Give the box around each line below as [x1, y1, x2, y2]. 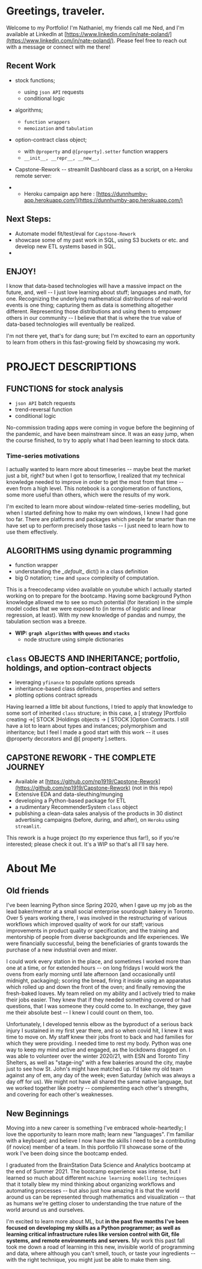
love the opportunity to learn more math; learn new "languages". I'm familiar [6, 1130, 194, 1137]
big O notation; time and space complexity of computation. [14, 574, 159, 581]
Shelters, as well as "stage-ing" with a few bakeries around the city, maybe [6, 1059, 192, 1066]
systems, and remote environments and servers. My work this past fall [6, 1237, 185, 1244]
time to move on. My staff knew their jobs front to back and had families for [6, 1033, 193, 1041]
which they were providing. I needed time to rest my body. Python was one [6, 1040, 192, 1047]
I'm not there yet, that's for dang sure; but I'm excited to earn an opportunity [6, 332, 195, 340]
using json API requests [23, 88, 84, 96]
